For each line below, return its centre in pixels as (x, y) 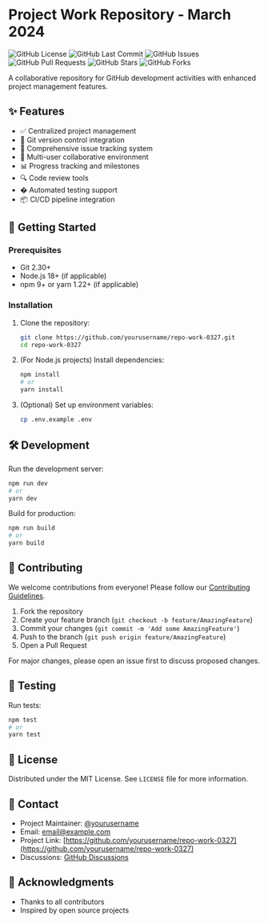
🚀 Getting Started (52, 228)
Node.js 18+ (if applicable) (63, 276)
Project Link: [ (43, 840)
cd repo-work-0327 (50, 345)
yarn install (42, 390)
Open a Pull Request (54, 645)
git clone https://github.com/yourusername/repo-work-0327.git (128, 338)
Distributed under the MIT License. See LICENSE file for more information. (128, 779)
